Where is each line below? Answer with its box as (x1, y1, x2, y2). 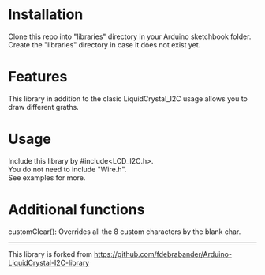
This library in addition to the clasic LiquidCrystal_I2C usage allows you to (8, 93, 248, 104)
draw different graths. (8, 102, 79, 111)
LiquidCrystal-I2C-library (8, 258, 90, 267)
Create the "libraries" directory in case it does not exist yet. (8, 40, 201, 49)
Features (8, 68, 68, 86)
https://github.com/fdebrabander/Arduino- (94, 249, 233, 258)
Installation (8, 6, 84, 24)
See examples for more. (8, 172, 86, 183)
